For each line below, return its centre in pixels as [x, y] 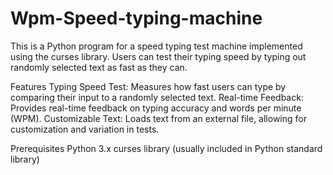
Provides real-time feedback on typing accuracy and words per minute [156, 108]
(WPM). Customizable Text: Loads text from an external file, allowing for [158, 118]
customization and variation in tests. [85, 129]
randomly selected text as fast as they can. [99, 67]
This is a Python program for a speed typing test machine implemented [156, 46]
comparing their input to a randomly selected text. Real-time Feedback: [157, 97]
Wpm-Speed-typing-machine [136, 18]
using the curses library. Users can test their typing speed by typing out [158, 56]
